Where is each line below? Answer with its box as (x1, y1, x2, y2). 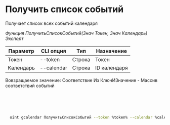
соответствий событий (5, 82, 55, 89)
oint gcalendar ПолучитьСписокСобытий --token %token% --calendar (10, 115, 153, 120)
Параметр (8, 47, 34, 54)
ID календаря (95, 64, 128, 71)
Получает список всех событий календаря (5, 20, 98, 26)
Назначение (96, 47, 127, 54)
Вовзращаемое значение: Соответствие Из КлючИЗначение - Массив (5, 77, 158, 83)
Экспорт (5, 35, 24, 41)
